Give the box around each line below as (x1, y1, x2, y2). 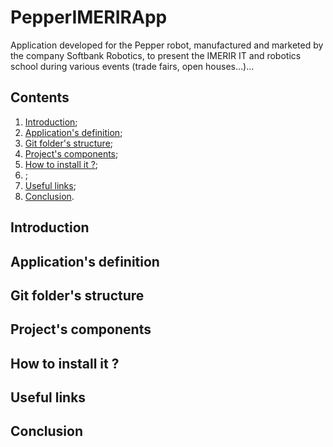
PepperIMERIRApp (10, 6, 168, 29)
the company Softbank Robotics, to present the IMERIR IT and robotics (10, 49, 302, 61)
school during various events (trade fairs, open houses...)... (10, 60, 255, 72)
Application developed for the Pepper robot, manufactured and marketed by (10, 39, 324, 51)
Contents (10, 89, 70, 106)
